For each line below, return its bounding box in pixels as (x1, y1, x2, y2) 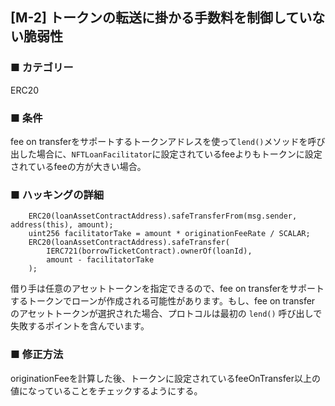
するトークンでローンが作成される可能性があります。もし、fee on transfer (10, 295, 316, 307)
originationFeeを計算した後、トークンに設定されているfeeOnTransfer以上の (10, 372, 321, 384)
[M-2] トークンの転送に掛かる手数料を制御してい (10, 9, 313, 27)
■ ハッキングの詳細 (10, 188, 105, 202)
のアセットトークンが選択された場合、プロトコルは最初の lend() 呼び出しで (10, 308, 323, 320)
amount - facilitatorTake (46, 255, 155, 265)
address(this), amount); (10, 220, 114, 230)
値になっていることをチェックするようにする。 (10, 384, 203, 397)
